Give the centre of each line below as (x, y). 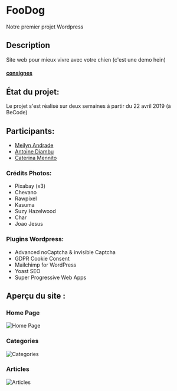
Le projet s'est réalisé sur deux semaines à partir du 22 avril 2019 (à (88, 106)
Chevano (26, 193)
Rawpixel (26, 198)
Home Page (23, 313)
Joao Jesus (29, 224)
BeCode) (17, 113)
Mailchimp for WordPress (45, 265)
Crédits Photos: (29, 173)
